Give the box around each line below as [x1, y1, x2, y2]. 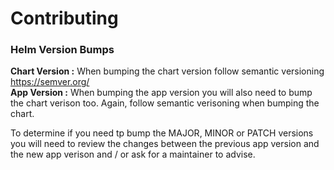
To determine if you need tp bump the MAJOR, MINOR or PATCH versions [10, 127, 314, 139]
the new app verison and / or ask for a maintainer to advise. [10, 148, 256, 161]
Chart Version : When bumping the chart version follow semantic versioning [10, 65, 325, 77]
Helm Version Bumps [10, 43, 115, 57]
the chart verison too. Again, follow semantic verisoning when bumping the [10, 97, 320, 109]
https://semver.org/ [10, 76, 90, 88]
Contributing [10, 7, 119, 30]
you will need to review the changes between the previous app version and [10, 138, 320, 150]
